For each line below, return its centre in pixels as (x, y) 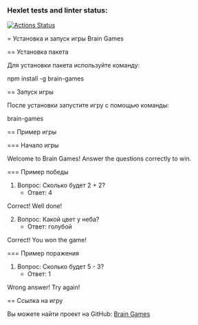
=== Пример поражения (43, 253)
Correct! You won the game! (47, 240)
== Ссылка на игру (35, 301)
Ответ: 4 (40, 193)
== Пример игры (32, 132)
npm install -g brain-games (46, 78)
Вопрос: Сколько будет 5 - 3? (60, 266)
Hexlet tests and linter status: (57, 10)
